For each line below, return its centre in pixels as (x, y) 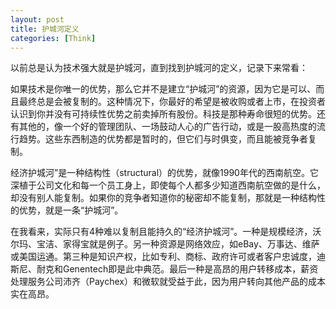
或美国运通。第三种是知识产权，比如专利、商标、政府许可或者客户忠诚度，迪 (168, 257)
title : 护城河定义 (45, 29)
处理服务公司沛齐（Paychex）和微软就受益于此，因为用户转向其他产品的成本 (168, 282)
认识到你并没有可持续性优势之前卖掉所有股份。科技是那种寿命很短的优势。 (163, 114)
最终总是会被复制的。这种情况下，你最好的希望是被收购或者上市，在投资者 (172, 102)
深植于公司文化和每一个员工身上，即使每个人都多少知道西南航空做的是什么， (168, 185)
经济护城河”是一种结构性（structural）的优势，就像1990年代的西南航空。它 (164, 173)
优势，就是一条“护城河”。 (71, 210)
